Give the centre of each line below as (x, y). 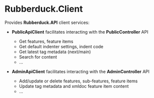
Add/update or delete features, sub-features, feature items (78, 81)
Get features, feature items (46, 41)
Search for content (38, 57)
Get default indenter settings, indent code (61, 46)
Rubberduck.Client (44, 9)
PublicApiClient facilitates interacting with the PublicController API (80, 32)
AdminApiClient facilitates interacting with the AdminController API (81, 71)
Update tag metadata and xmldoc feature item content (74, 86)
